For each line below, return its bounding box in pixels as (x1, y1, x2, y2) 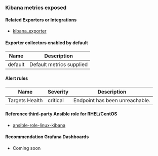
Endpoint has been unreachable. (73, 97, 150, 104)
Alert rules (5, 75, 28, 81)
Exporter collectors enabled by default (5, 40, 88, 46)
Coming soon (12, 145, 41, 151)
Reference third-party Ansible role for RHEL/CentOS (5, 111, 117, 117)
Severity (48, 88, 69, 95)
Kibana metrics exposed (5, 4, 67, 11)
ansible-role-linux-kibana (12, 122, 66, 128)
